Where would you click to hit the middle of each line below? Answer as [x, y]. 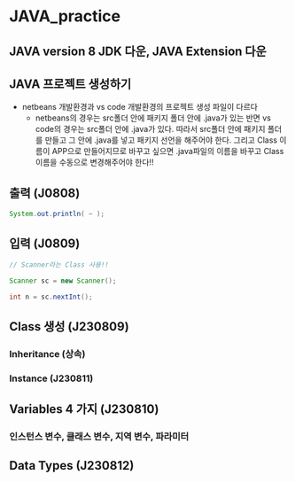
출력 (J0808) [45, 193]
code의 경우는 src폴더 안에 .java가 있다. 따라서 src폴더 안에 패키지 [150, 129]
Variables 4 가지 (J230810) [84, 409]
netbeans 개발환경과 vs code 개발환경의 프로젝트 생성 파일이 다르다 [140, 107]
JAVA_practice [65, 16]
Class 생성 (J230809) [70, 327]
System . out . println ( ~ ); [57, 214]
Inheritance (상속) [47, 354]
